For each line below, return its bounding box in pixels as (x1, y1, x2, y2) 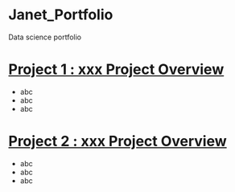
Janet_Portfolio (8, 6, 113, 24)
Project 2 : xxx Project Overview (8, 133, 227, 150)
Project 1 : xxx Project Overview (8, 60, 225, 79)
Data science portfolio (8, 32, 82, 42)
